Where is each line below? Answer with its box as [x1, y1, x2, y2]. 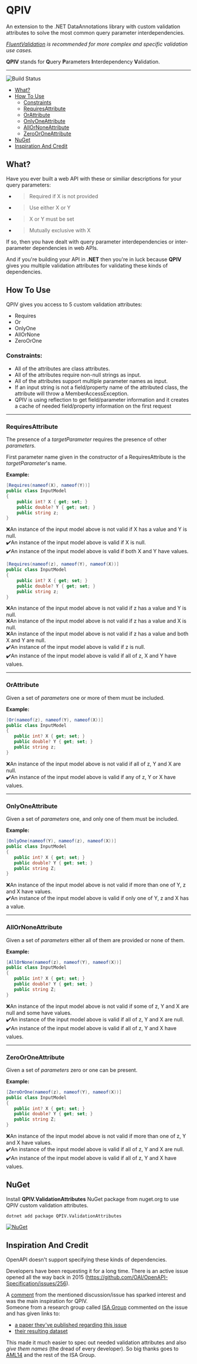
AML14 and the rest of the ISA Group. [6, 1351, 96, 1358]
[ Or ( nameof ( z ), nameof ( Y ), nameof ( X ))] [6, 717, 104, 723]
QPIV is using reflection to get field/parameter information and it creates [14, 396, 189, 403]
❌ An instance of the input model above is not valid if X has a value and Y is [6, 526, 188, 533]
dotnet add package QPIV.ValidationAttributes [6, 1213, 122, 1219]
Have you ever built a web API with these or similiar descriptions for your [6, 175, 182, 182]
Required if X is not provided [29, 192, 98, 199]
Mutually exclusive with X [29, 226, 91, 233]
